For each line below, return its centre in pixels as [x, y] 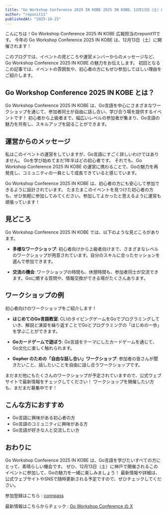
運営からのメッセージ [38, 141]
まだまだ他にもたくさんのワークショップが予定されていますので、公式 [77, 375]
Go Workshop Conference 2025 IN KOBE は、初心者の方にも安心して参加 [80, 183]
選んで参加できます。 [34, 261]
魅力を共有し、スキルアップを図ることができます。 [57, 124]
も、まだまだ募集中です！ [31, 388]
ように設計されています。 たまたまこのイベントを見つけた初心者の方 [83, 190]
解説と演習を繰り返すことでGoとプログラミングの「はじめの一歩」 [93, 325]
